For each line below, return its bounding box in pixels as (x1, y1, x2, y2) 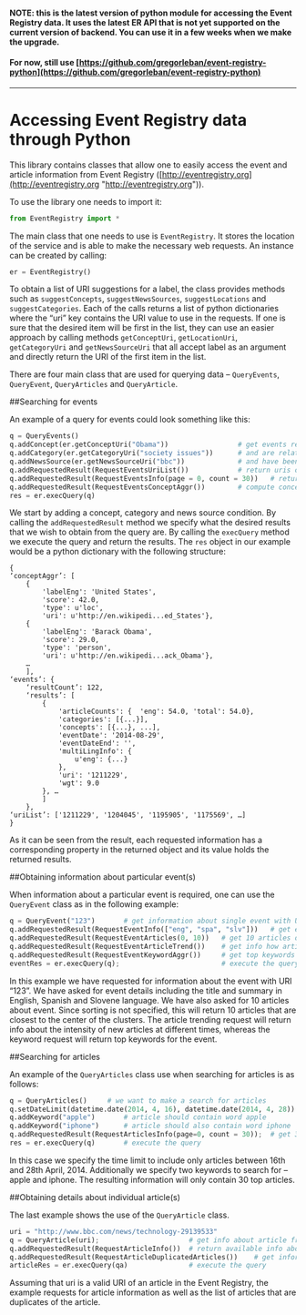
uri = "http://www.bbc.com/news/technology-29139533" (9, 1227, 219, 1236)
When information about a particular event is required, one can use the (9, 889, 275, 901)
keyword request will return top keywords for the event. (9, 1034, 218, 1045)
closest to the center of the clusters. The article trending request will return (9, 1014, 291, 1024)
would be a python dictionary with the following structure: (9, 546, 226, 557)
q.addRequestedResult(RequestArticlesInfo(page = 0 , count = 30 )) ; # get (9, 1130, 291, 1139)
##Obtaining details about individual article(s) (9, 1191, 180, 1202)
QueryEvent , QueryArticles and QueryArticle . (9, 379, 178, 390)
